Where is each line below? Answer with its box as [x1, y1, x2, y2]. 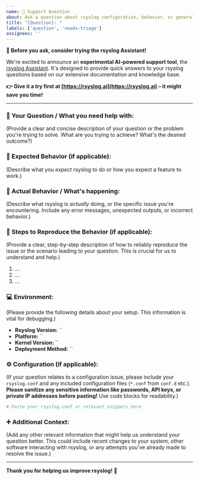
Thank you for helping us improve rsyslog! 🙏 [6, 467, 118, 474]
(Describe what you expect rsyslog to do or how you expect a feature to [6, 166, 182, 173]
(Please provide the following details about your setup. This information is [6, 308, 186, 315]
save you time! [6, 91, 43, 98]
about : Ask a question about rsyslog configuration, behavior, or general [6, 14, 195, 20]
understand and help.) [6, 254, 60, 261]
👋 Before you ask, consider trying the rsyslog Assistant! [6, 47, 147, 54]
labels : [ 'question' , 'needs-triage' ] [6, 25, 102, 31]
